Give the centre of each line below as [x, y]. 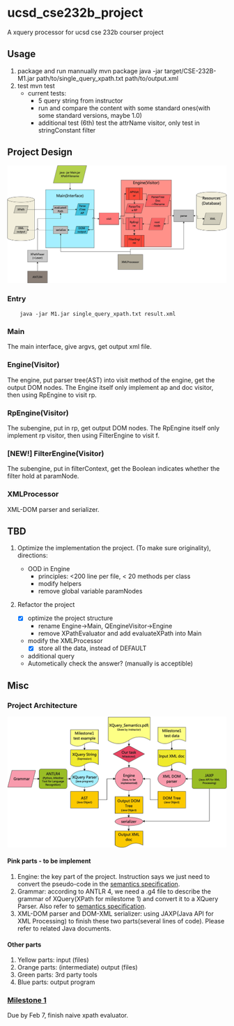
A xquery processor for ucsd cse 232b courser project [85, 32]
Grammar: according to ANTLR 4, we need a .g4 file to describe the [114, 891]
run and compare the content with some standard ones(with [124, 108]
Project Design [40, 152]
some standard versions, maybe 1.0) [90, 115]
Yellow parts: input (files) [53, 960]
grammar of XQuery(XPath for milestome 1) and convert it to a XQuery [118, 898]
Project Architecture [42, 705]
